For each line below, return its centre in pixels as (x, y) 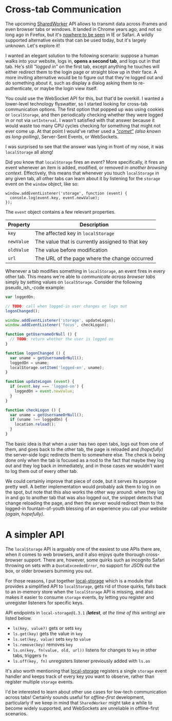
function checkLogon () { (33, 410)
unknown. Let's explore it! (33, 45)
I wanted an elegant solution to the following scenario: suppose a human (82, 56)
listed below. (19, 618)
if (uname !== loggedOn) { (39, 420)
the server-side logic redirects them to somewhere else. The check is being (85, 454)
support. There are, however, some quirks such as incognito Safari (94, 560)
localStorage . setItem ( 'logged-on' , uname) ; (57, 367)
